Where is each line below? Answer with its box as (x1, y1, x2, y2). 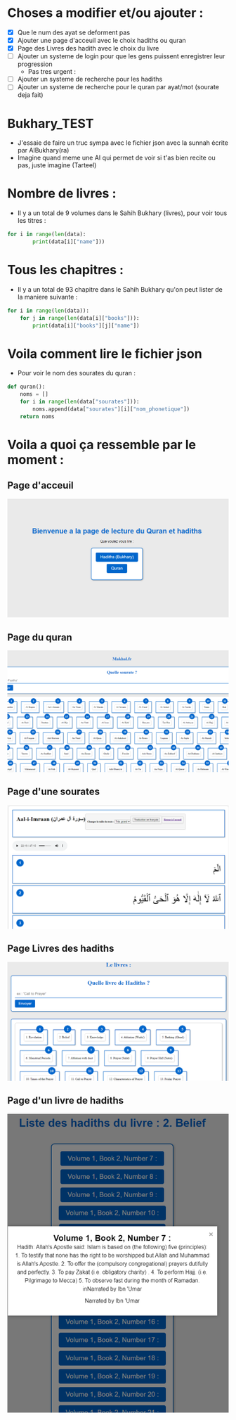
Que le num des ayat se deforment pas (17, 28, 131, 37)
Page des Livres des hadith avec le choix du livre (17, 44, 159, 53)
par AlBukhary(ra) (17, 146, 70, 155)
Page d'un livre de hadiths (7, 1095, 124, 1106)
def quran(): (7, 383, 46, 391)
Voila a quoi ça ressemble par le (7, 437, 197, 453)
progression (17, 60, 53, 68)
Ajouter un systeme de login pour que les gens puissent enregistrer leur (17, 52, 225, 60)
